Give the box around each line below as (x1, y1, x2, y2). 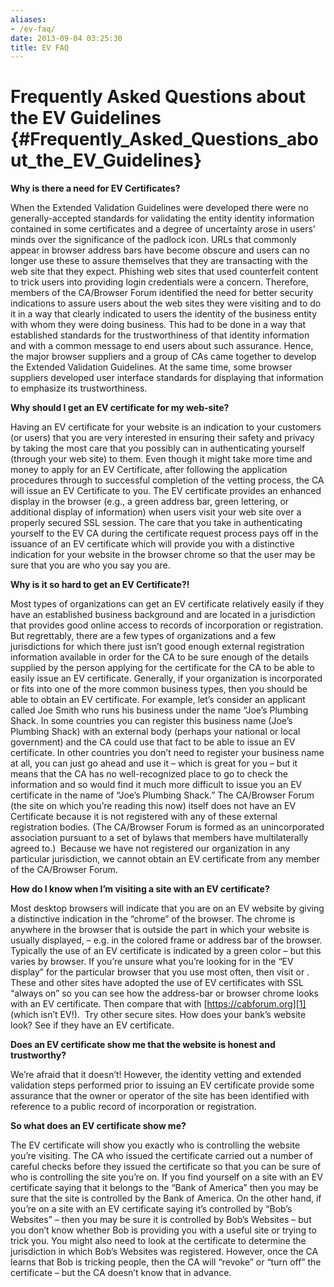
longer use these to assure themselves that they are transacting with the (10, 255, 308, 267)
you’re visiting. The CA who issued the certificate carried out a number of (10, 1150, 313, 1162)
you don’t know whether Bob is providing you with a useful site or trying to (10, 1224, 317, 1236)
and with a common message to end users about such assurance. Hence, (10, 340, 314, 352)
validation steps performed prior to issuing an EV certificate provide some (10, 1079, 315, 1091)
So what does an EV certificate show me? (10, 1120, 187, 1132)
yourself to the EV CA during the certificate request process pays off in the (10, 527, 319, 540)
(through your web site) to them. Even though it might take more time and (10, 453, 313, 465)
